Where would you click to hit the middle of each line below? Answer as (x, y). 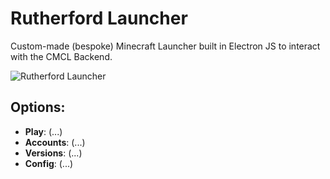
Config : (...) (49, 163)
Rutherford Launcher (99, 18)
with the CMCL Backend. (61, 56)
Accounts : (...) (55, 142)
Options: (38, 107)
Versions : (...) (53, 153)
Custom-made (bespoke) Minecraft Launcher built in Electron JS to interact (165, 46)
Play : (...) (43, 131)
